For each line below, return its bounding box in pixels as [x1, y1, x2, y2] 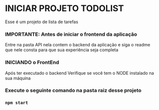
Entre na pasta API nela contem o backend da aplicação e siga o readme [5, 42, 151, 48]
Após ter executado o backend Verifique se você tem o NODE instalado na [5, 70, 154, 76]
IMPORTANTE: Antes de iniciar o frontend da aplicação [5, 31, 138, 38]
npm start [5, 100, 28, 106]
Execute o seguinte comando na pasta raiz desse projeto [5, 87, 142, 94]
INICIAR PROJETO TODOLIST [5, 3, 124, 14]
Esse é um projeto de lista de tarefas [5, 19, 79, 25]
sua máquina [5, 75, 31, 81]
